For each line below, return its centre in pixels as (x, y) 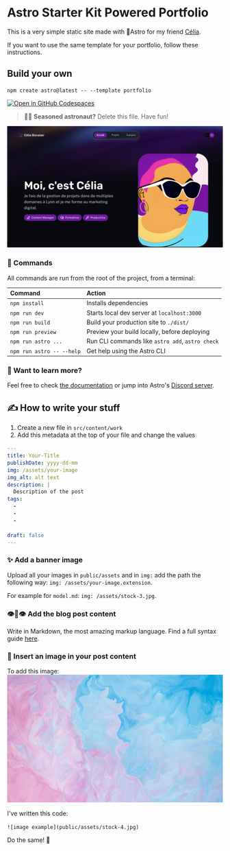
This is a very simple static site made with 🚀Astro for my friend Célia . (104, 32)
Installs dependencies (117, 303)
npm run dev (27, 313)
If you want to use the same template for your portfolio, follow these (103, 45)
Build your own (40, 74)
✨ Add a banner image (45, 560)
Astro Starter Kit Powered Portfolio (108, 13)
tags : (15, 499)
